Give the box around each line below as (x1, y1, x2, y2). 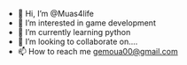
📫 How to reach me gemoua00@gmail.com (17, 47, 179, 56)
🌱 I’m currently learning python (17, 27, 131, 37)
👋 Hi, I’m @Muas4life (17, 9, 95, 18)
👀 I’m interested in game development (17, 18, 157, 28)
